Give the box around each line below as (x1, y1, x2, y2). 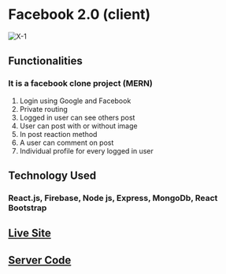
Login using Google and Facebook (19, 96, 132, 106)
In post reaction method (19, 129, 98, 139)
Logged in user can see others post (19, 113, 135, 122)
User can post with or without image (19, 120, 138, 131)
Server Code (8, 254, 72, 267)
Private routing (19, 104, 69, 113)
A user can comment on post (19, 138, 114, 147)
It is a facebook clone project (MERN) (8, 78, 154, 89)
